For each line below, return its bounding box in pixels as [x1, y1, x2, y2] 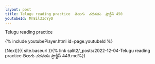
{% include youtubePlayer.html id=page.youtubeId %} [5, 38, 113, 44]
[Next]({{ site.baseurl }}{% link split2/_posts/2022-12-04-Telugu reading [5, 48, 151, 53]
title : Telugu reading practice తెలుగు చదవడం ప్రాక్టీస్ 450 [5, 12, 123, 16]
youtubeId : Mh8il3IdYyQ [5, 16, 53, 21]
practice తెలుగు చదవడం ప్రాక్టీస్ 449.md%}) [5, 53, 86, 59]
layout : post [5, 7, 32, 12]
